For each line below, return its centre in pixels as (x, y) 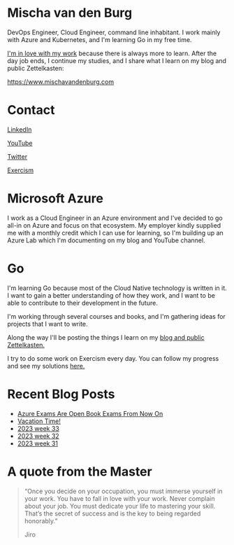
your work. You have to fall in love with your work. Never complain (119, 498)
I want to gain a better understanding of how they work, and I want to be (111, 295)
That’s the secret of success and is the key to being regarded (112, 513)
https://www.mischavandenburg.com (60, 81)
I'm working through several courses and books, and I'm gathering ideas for (116, 316)
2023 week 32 (38, 436)
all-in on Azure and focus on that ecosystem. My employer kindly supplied (114, 225)
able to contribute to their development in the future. (83, 303)
